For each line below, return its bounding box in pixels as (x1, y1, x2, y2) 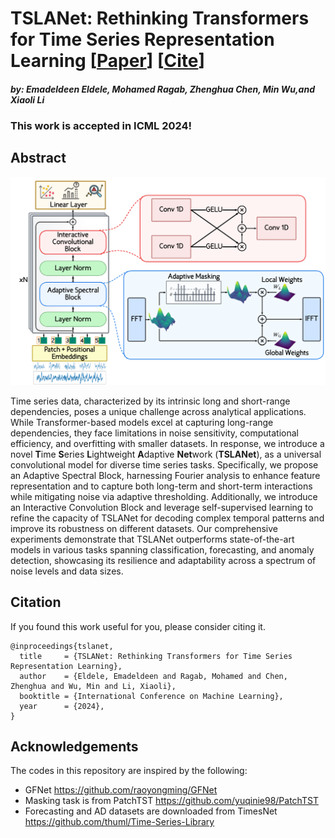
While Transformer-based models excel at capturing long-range (10, 416, 274, 428)
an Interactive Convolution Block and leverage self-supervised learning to (10, 501, 314, 513)
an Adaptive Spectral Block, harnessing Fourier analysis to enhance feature (10, 469, 321, 481)
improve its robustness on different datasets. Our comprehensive (10, 522, 278, 534)
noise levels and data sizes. (10, 565, 124, 577)
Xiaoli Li (10, 93, 45, 106)
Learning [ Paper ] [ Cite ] (10, 50, 206, 72)
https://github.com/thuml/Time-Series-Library (24, 816, 215, 828)
